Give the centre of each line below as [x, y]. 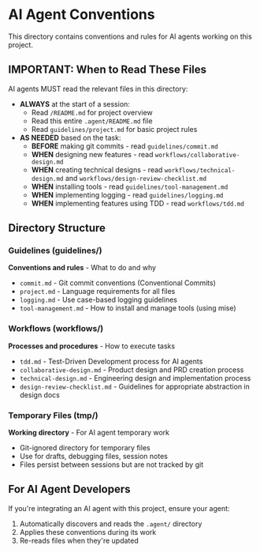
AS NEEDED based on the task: [70, 137]
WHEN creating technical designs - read [97, 169]
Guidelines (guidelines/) [55, 250]
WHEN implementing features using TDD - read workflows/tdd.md [137, 203]
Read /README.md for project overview [92, 112]
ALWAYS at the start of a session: [74, 103]
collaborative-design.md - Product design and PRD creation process [132, 370]
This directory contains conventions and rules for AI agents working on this [130, 36]
